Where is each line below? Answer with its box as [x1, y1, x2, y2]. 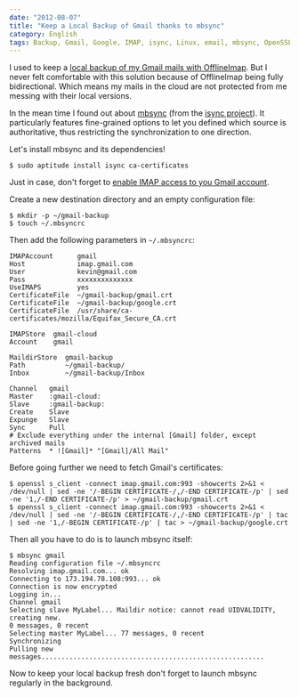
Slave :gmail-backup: [9, 400, 105, 409]
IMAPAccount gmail [9, 252, 98, 261]
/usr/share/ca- [77, 306, 133, 316]
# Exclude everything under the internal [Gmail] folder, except [9, 431, 256, 441]
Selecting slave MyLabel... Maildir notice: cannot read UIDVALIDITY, [9, 606, 277, 615]
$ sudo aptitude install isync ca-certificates [9, 161, 190, 170]
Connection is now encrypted [9, 582, 117, 592]
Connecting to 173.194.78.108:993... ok [9, 575, 162, 584]
